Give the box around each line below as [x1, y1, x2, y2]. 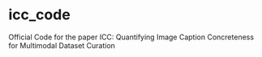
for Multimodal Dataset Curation [8, 40, 116, 50]
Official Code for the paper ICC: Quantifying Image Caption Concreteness [8, 32, 254, 42]
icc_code [8, 6, 71, 24]
